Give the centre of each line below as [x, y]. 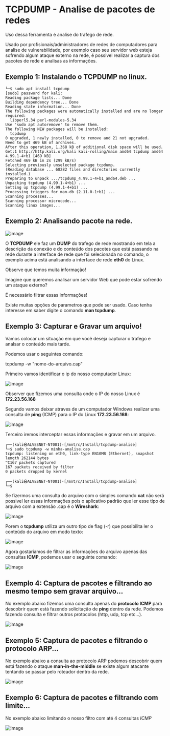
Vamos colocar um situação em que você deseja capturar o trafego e [78, 339]
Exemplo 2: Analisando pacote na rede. [69, 221]
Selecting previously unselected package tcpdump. [60, 165]
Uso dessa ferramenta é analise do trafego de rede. [59, 34]
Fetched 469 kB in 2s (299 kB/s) [41, 160]
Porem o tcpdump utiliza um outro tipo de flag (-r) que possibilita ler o [79, 526]
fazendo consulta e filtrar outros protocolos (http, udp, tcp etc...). [74, 615]
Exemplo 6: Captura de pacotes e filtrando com [82, 698]
